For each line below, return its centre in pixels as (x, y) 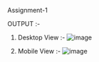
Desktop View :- (41, 37)
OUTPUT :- (24, 24)
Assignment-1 (27, 10)
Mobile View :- (39, 51)
